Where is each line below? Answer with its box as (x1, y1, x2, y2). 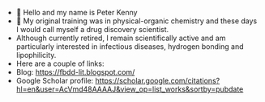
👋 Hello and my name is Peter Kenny (15, 8, 138, 17)
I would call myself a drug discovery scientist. (15, 25, 169, 34)
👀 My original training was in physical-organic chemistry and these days (15, 16, 258, 26)
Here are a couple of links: (15, 59, 105, 68)
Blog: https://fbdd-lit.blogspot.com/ (15, 67, 135, 76)
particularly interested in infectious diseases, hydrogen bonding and (15, 42, 245, 51)
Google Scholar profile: (15, 76, 94, 85)
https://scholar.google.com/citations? (95, 76, 220, 85)
